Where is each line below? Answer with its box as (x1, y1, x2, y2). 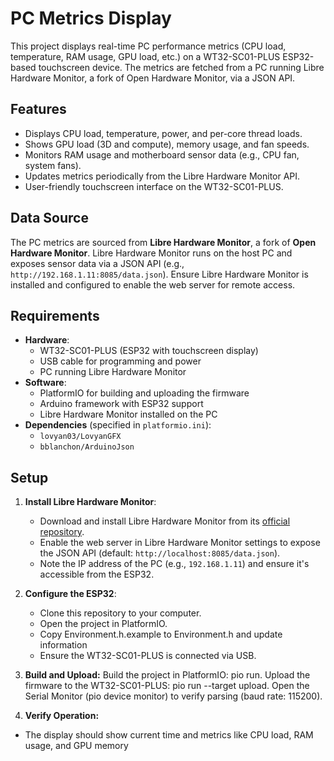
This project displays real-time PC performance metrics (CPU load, (10, 40, 287, 52)
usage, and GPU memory (24, 740, 129, 752)
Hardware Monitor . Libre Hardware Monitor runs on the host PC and (10, 247, 293, 259)
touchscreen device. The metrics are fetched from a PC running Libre (38, 61, 325, 73)
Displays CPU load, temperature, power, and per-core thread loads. (24, 127, 303, 139)
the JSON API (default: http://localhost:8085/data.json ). (39, 547, 281, 559)
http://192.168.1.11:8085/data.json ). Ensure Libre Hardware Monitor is (10, 268, 309, 280)
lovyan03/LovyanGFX (39, 432, 122, 442)
